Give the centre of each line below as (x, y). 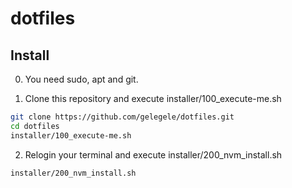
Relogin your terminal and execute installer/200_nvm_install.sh (153, 154)
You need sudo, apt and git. (81, 79)
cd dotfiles (35, 126)
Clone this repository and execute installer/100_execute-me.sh (153, 98)
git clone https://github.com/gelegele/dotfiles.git (122, 117)
